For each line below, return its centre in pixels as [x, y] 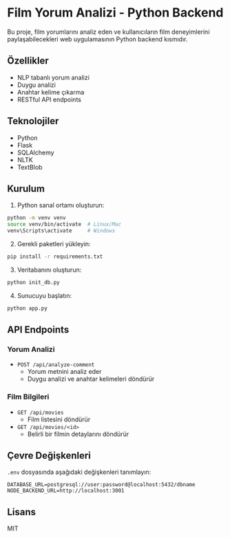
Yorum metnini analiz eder [64, 372]
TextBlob [30, 167]
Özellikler [28, 61]
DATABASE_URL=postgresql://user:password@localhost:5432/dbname [101, 485]
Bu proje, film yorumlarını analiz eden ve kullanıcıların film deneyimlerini [108, 32]
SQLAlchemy [35, 152]
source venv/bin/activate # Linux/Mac [64, 225]
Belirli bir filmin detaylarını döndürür [78, 434]
